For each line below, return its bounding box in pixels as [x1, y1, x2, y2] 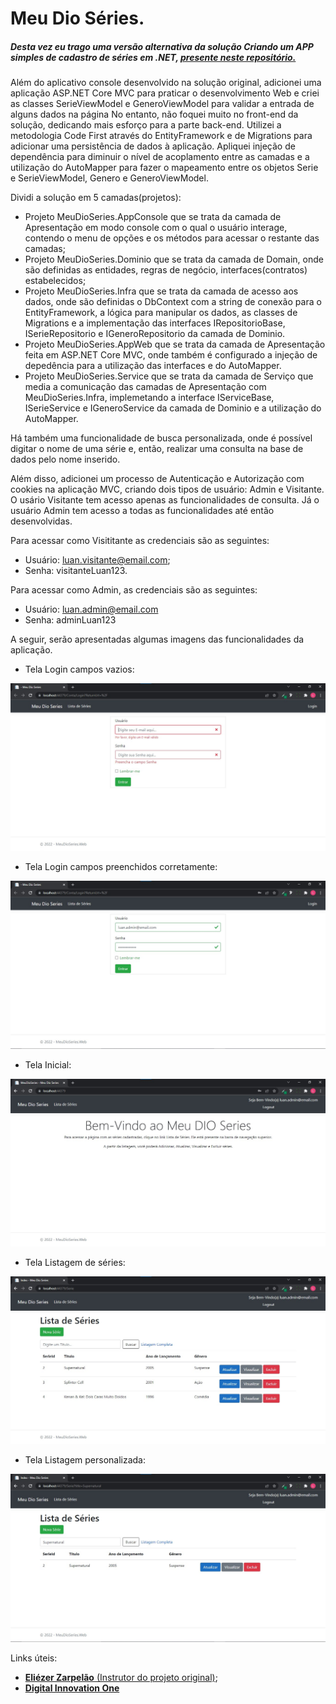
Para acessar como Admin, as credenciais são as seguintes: [10, 584, 258, 596]
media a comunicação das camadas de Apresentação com [24, 381, 267, 393]
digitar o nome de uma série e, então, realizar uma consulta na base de [10, 443, 304, 455]
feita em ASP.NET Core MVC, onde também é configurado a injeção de [24, 349, 318, 361]
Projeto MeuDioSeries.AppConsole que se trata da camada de [24, 211, 282, 223]
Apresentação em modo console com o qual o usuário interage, [24, 222, 288, 234]
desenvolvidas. [10, 515, 73, 527]
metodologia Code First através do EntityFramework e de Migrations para [10, 130, 313, 142]
